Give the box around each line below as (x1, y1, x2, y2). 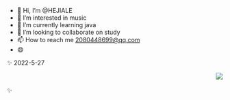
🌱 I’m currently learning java (16, 21, 97, 29)
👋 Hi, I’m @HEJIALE (16, 7, 73, 14)
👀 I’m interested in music (16, 14, 87, 22)
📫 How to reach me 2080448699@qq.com (16, 36, 140, 44)
